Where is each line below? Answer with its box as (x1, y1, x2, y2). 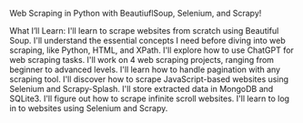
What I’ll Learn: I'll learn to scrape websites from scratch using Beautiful (9, 26, 279, 36)
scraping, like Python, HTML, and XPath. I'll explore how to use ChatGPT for (9, 45, 294, 56)
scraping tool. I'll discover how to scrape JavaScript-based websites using (9, 74, 289, 85)
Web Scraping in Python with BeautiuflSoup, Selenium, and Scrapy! (9, 8, 262, 18)
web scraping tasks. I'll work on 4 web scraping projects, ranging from (9, 55, 275, 65)
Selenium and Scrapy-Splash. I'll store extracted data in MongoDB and (9, 84, 274, 94)
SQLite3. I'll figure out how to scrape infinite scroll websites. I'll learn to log (9, 93, 289, 104)
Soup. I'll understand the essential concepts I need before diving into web (9, 36, 287, 46)
